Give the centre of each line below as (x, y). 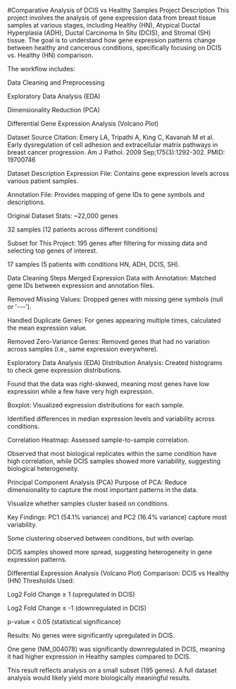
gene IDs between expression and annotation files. (81, 286)
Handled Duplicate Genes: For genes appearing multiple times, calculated (114, 320)
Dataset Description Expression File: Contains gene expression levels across (118, 173)
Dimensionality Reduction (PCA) (54, 110)
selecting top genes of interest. (52, 251)
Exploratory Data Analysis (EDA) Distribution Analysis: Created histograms (115, 363)
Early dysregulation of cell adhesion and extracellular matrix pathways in (113, 145)
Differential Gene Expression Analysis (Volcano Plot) (83, 124)
